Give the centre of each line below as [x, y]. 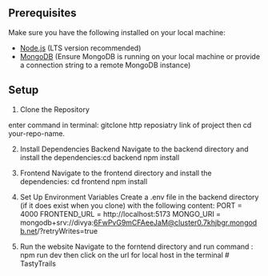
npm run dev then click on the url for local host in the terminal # [124, 254]
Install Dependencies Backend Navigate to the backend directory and [134, 149]
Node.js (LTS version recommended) [80, 48]
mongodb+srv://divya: [57, 222]
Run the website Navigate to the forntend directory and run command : [136, 246]
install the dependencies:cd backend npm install [100, 157]
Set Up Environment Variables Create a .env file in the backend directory [139, 197]
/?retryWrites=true [68, 230]
